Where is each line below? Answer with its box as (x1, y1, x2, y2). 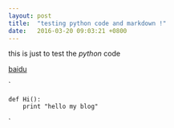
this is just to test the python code (8, 49, 121, 59)
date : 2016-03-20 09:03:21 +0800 (8, 27, 127, 35)
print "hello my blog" (22, 102, 99, 111)
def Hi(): (8, 96, 42, 104)
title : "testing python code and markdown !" (8, 19, 167, 27)
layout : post (8, 11, 52, 20)
